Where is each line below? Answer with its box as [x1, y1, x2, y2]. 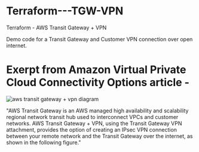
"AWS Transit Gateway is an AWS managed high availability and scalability [6, 107, 189, 114]
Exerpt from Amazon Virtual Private [6, 63, 186, 77]
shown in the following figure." [6, 139, 81, 146]
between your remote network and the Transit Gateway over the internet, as [6, 132, 193, 139]
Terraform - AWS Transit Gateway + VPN [6, 24, 107, 31]
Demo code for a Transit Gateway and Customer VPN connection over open [6, 35, 193, 42]
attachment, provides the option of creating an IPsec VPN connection [6, 126, 177, 133]
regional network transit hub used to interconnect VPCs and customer [6, 113, 179, 120]
